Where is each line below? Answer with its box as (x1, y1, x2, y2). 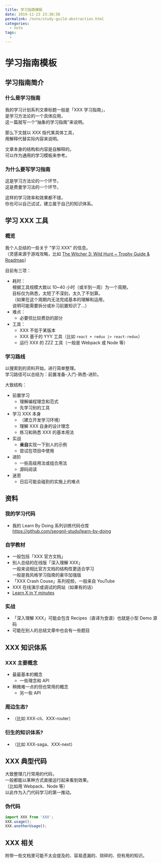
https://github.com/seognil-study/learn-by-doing (12, 528, 111, 534)
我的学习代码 (5, 511, 36, 518)
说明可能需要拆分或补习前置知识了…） (12, 303, 89, 309)
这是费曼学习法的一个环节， (5, 184, 61, 190)
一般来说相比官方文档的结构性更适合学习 (12, 566, 94, 572)
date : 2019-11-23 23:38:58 (5, 12, 60, 17)
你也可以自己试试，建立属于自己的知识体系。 (5, 201, 96, 207)
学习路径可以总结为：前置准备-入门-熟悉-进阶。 (5, 372, 102, 378)
